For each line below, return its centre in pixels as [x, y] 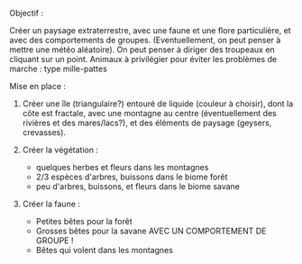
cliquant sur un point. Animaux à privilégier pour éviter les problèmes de [143, 59]
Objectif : [26, 13]
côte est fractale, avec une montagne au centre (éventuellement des [149, 113]
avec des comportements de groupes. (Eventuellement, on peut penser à [145, 40]
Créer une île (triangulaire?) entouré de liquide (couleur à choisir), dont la [158, 104]
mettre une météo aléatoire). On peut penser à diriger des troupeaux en [142, 50]
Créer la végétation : [60, 150]
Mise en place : [37, 86]
